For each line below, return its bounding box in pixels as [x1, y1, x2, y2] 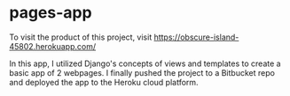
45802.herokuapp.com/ [9, 41, 96, 51]
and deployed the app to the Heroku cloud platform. [9, 77, 199, 87]
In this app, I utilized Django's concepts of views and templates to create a [9, 58, 281, 69]
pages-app [9, 3, 92, 23]
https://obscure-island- [153, 32, 239, 42]
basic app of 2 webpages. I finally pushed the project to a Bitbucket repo [9, 67, 275, 78]
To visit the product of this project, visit [9, 32, 153, 42]
